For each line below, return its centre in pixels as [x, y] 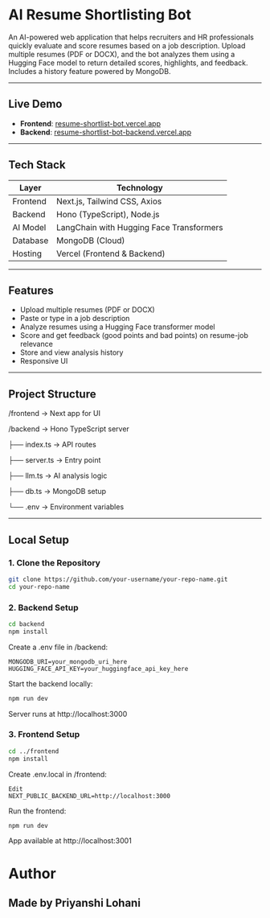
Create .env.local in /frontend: [57, 774]
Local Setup [39, 539]
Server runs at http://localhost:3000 [68, 714]
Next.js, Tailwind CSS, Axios [109, 201]
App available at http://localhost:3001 [70, 841]
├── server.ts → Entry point [55, 460]
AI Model [29, 227]
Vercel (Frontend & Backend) [110, 253]
